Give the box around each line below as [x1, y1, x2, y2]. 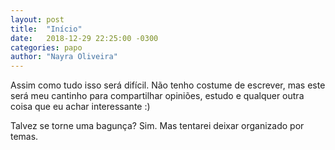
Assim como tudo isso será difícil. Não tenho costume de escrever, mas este [10, 79, 326, 91]
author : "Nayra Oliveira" [10, 52, 118, 62]
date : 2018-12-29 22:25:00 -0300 [10, 33, 159, 43]
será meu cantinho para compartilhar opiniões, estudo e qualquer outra [10, 90, 305, 102]
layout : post [10, 14, 65, 25]
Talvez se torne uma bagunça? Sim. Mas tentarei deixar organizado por [10, 120, 305, 132]
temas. [10, 131, 39, 143]
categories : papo [10, 42, 83, 53]
